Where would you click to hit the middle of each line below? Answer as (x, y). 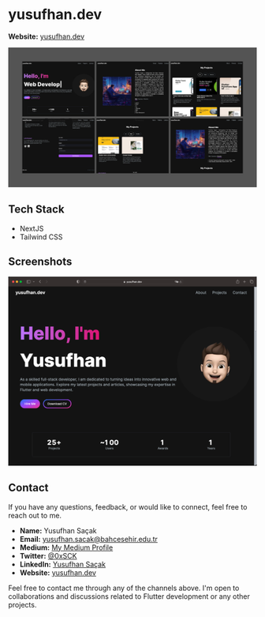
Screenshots (40, 262)
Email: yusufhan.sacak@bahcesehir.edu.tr (88, 539)
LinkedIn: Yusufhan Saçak (63, 564)
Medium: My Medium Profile (66, 547)
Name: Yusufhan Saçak (58, 530)
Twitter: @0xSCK (48, 555)
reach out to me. (35, 515)
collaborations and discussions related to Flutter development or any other (129, 596)
